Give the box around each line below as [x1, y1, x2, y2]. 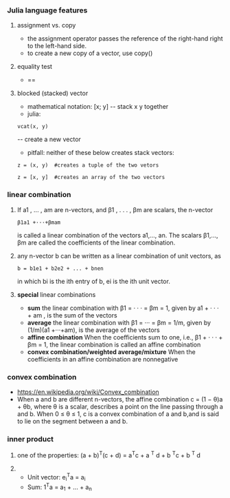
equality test [16, 63, 53, 71]
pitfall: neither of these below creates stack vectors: [27, 149, 175, 157]
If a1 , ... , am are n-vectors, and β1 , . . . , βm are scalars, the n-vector [16, 205, 214, 214]
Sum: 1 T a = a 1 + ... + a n [27, 481, 93, 492]
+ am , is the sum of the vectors [27, 311, 118, 319]
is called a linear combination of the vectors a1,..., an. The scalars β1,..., [16, 231, 218, 239]
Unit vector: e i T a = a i [27, 471, 86, 483]
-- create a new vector [16, 135, 81, 143]
